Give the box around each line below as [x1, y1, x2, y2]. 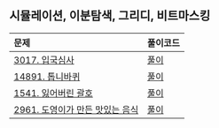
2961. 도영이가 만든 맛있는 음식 [13, 103, 139, 116]
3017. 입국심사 [13, 54, 74, 66]
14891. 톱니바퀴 [13, 70, 81, 82]
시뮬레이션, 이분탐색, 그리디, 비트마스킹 [9, 8, 211, 24]
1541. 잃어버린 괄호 [13, 87, 93, 99]
